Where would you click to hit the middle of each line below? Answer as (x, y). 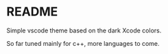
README (32, 12)
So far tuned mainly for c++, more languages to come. (83, 43)
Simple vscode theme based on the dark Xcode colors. (84, 30)
